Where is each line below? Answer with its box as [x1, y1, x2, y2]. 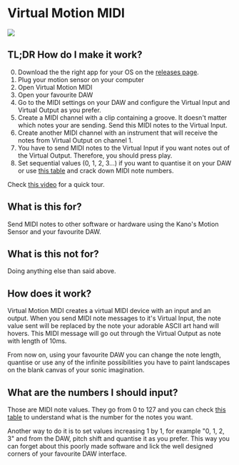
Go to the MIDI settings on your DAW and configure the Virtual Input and [17, 98, 230, 106]
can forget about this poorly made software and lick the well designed [7, 442, 213, 450]
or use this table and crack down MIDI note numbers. [17, 166, 174, 175]
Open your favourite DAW [17, 91, 93, 99]
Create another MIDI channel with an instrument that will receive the [17, 128, 218, 137]
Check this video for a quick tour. [7, 180, 105, 188]
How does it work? [7, 287, 92, 300]
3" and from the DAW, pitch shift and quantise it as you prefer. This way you [7, 434, 230, 443]
